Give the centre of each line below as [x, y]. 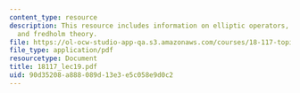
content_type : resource [54, 17]
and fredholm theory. [58, 34]
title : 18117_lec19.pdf [54, 67]
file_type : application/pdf [62, 50]
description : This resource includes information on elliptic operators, [150, 26]
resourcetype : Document [54, 58]
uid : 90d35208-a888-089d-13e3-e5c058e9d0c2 [92, 75]
